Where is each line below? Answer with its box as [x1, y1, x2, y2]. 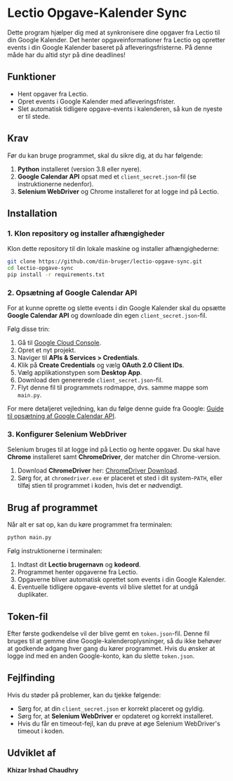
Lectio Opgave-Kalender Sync [7, 5, 187, 21]
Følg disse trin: [7, 325, 51, 333]
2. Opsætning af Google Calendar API [7, 288, 138, 297]
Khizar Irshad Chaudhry [7, 766, 79, 774]
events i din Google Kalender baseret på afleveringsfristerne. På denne [7, 43, 213, 51]
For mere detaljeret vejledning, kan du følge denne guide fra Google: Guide [7, 404, 225, 413]
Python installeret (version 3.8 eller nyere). [17, 164, 142, 173]
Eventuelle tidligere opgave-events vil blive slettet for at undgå [17, 583, 199, 591]
